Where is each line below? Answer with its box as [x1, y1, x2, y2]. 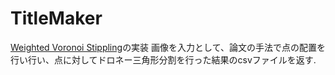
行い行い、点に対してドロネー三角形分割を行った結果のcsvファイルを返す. [10, 53, 317, 66]
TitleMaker [10, 7, 103, 30]
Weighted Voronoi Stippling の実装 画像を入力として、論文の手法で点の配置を [10, 41, 326, 53]
